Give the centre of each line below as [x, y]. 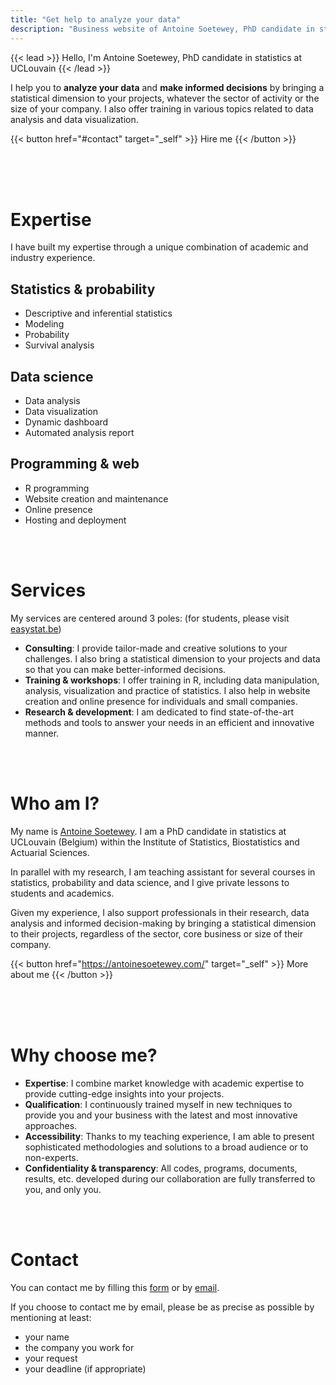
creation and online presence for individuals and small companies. [161, 701]
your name [47, 1337]
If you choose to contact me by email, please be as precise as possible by [162, 1307]
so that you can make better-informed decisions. [125, 669]
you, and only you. [63, 1189]
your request [51, 1358]
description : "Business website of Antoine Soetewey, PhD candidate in [162, 29]
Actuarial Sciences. [50, 852]
